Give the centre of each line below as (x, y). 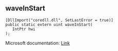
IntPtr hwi (24, 29)
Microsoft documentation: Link (38, 43)
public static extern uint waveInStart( (49, 24)
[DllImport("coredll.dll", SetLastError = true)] (60, 20)
